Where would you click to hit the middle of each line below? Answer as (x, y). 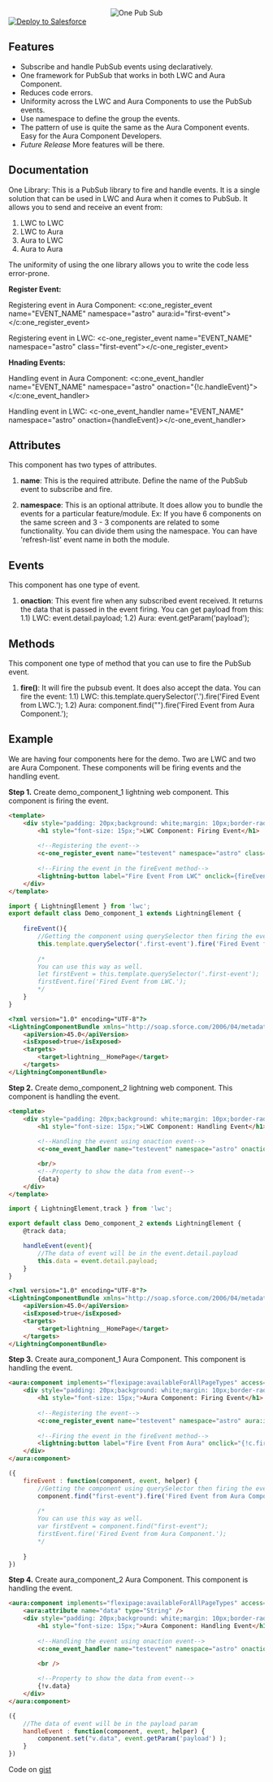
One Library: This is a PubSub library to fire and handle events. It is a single (134, 190)
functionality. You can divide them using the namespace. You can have (139, 531)
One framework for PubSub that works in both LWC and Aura (123, 75)
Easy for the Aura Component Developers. (91, 136)
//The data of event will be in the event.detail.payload (138, 1253)
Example (31, 739)
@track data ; (45, 1231)
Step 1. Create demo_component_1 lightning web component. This (119, 792)
